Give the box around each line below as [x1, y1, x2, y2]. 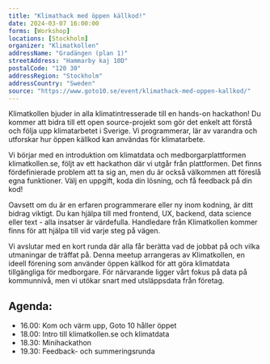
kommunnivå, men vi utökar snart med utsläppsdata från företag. [8, 276, 225, 286]
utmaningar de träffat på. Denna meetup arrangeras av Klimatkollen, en [8, 250, 245, 260]
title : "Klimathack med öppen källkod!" [8, 11, 147, 20]
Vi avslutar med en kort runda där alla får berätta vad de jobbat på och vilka [8, 241, 260, 251]
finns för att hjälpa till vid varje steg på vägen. [8, 226, 161, 236]
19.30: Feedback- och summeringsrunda [19, 346, 155, 356]
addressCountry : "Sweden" [8, 79, 95, 87]
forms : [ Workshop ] [8, 27, 70, 35]
